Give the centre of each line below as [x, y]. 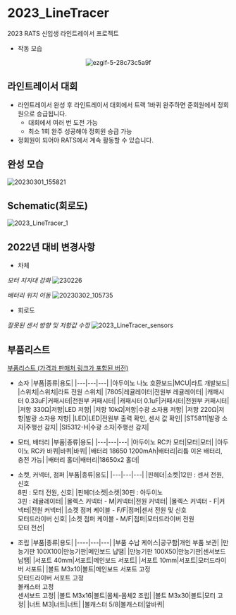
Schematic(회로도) [48, 206]
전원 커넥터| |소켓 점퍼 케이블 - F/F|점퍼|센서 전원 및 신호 [109, 510]
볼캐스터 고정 [36, 586]
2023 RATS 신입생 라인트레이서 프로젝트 [63, 33]
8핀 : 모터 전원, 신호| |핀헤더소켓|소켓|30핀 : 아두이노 [90, 492]
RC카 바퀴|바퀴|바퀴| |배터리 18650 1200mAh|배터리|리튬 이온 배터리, [127, 451]
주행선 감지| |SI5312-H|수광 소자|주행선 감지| [87, 427]
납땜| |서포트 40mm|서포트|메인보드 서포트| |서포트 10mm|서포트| [108, 560]
